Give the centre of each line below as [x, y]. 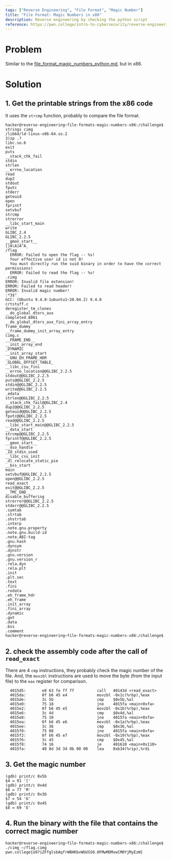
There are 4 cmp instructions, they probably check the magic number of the [84, 670]
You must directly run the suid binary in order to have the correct [85, 264]
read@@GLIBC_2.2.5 [25, 421]
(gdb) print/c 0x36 [26, 794]
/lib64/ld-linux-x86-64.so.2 [36, 134]
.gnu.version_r [21, 560]
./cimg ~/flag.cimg [26, 848]
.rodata [14, 591]
